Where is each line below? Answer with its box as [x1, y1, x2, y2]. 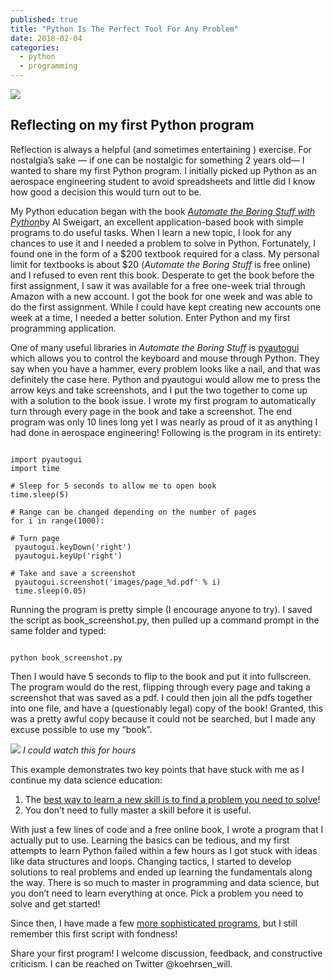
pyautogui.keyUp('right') [14, 551, 123, 561]
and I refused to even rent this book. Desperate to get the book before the [10, 269, 315, 281]
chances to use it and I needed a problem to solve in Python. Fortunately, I [10, 237, 317, 249]
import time [10, 463, 60, 473]
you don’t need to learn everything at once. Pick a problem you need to [10, 887, 304, 899]
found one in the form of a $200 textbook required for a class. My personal [10, 247, 320, 260]
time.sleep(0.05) [14, 586, 87, 596]
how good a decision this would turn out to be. [10, 186, 202, 198]
